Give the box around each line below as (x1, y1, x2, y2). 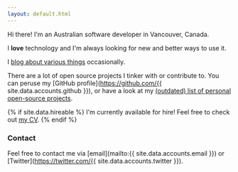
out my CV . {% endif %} (7, 115, 77, 124)
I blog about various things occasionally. (7, 58, 126, 66)
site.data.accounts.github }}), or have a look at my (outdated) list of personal (7, 86, 232, 95)
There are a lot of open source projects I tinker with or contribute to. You (7, 71, 220, 80)
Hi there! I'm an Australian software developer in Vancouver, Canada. (7, 30, 210, 38)
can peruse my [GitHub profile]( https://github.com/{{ (7, 79, 162, 87)
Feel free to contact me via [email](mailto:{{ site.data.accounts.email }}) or (7, 149, 225, 157)
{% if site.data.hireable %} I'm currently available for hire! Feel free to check (7, 107, 230, 116)
